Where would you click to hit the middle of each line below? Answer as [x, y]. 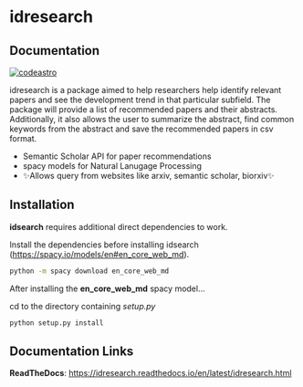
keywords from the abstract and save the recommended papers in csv [141, 129]
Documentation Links [72, 351]
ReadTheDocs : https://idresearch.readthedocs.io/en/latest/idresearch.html [151, 373]
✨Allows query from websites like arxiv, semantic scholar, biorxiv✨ [149, 176]
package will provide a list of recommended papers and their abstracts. [144, 110]
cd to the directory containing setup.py [83, 306]
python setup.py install [57, 323]
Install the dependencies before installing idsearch [104, 245]
